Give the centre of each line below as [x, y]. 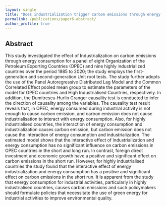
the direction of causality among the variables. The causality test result [78, 103]
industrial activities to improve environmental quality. [59, 198]
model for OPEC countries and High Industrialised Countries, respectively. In [83, 93]
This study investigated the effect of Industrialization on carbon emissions [81, 56]
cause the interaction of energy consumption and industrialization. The [78, 135]
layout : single [21, 10]
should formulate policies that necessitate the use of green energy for [76, 193]
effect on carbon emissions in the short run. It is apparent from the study [79, 177]
